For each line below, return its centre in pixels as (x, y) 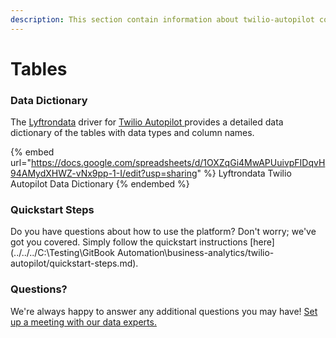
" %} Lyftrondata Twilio (244, 173)
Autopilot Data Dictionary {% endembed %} (100, 184)
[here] (262, 242)
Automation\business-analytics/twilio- (195, 253)
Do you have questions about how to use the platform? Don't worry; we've (163, 232)
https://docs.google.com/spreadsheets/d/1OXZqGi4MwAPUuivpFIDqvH (178, 163)
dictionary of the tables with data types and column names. (132, 133)
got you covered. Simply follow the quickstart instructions (129, 242)
